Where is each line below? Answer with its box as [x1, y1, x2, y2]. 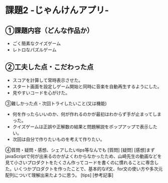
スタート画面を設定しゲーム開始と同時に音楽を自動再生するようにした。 [12, 83, 162, 89]
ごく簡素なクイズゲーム [12, 41, 61, 46]
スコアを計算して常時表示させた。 [12, 77, 83, 83]
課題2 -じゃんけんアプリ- [5, 5, 109, 16]
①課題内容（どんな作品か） [5, 26, 94, 35]
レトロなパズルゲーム [12, 47, 57, 53]
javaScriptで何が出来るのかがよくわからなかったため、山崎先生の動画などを [5, 153, 162, 159]
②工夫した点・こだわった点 [5, 63, 94, 71]
